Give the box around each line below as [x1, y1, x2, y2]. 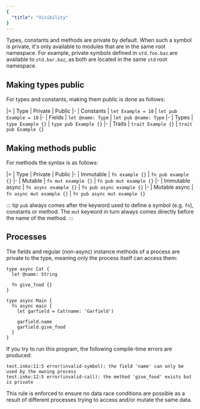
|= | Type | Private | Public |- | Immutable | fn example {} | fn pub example [6, 171, 189, 178]
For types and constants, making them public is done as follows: [6, 96, 165, 103]
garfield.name [17, 319, 52, 325]
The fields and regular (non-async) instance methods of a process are [6, 248, 180, 255]
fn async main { [11, 303, 52, 309]
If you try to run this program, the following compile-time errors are [6, 345, 172, 352]
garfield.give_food [17, 324, 66, 330]
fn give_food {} [11, 282, 52, 288]
